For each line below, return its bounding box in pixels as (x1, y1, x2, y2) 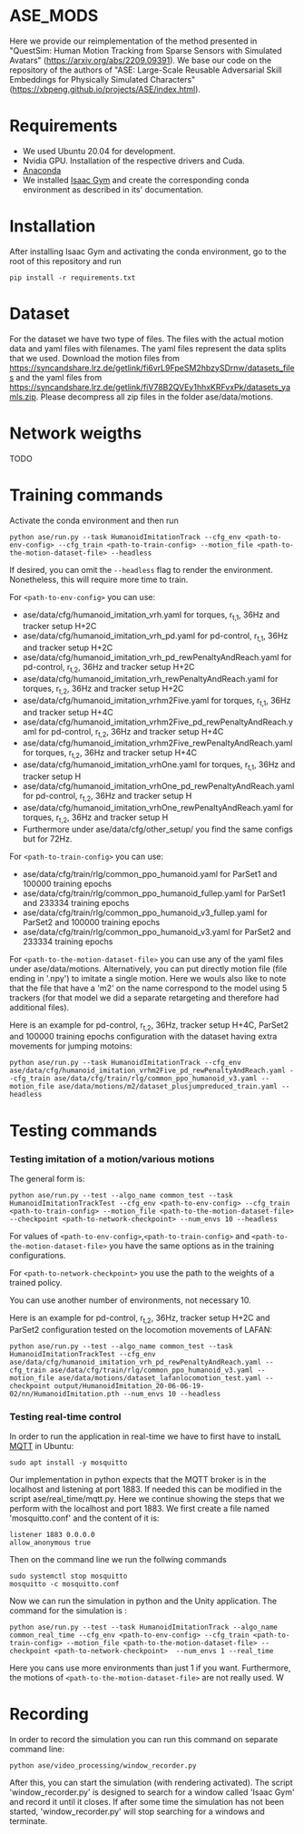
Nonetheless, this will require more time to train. (9, 574, 189, 585)
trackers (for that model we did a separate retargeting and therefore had (9, 991, 279, 1003)
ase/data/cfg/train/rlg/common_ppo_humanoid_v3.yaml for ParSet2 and (22, 926, 291, 937)
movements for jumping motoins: (9, 1040, 133, 1051)
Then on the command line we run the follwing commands (9, 1553, 227, 1564)
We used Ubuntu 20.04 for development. (22, 145, 176, 156)
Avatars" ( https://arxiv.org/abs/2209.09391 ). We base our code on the (9, 54, 272, 65)
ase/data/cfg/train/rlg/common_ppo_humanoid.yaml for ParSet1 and (22, 868, 278, 879)
